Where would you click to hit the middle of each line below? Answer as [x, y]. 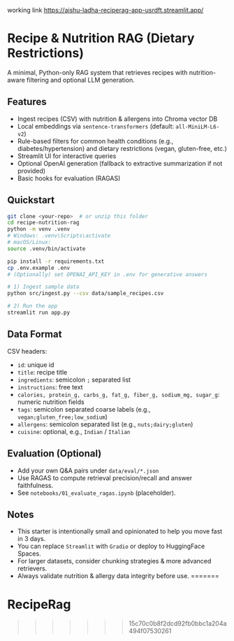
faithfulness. [35, 485]
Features [27, 102]
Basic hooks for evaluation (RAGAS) [69, 178]
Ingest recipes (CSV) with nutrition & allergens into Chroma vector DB [117, 119]
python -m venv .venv [39, 229]
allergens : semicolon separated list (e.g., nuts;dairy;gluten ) [105, 424]
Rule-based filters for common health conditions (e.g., [95, 141]
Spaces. [29, 554]
